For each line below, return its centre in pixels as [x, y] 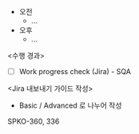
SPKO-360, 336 [34, 121]
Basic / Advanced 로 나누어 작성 [70, 105]
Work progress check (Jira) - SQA [75, 71]
